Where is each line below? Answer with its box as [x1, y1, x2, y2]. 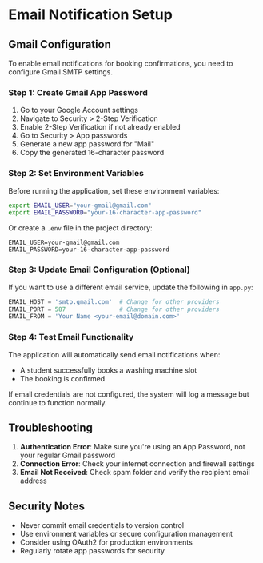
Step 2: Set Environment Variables [8, 168, 144, 179]
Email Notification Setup [8, 6, 173, 24]
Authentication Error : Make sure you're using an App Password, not [19, 442, 245, 452]
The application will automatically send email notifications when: [8, 349, 221, 359]
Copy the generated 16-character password [19, 148, 165, 158]
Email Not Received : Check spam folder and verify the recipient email [19, 468, 250, 477]
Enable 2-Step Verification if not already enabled [19, 122, 181, 132]
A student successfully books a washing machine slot [19, 365, 197, 375]
